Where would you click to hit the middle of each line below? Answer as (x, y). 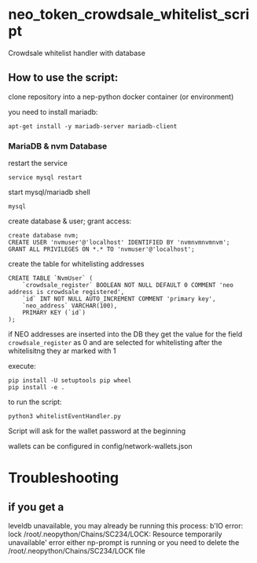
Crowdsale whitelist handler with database (77, 53)
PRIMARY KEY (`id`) (54, 313)
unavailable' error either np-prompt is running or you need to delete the (124, 543)
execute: (22, 366)
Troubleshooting (64, 478)
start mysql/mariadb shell (49, 192)
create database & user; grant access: (70, 221)
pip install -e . (37, 388)
